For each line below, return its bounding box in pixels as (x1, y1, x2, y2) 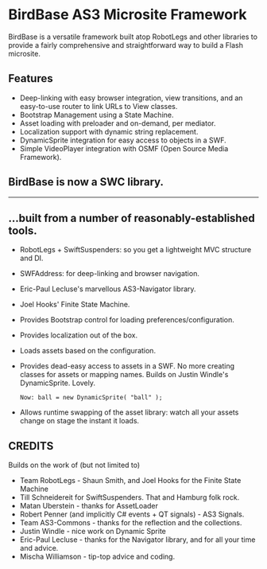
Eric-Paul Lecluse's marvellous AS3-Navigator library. (19, 284, 196, 294)
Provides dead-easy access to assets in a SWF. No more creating (19, 361, 235, 371)
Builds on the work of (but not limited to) (8, 460, 141, 470)
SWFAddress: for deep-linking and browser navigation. (19, 269, 200, 279)
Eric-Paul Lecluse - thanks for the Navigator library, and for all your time (19, 535, 256, 544)
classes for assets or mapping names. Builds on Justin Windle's (19, 370, 229, 380)
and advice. (19, 544, 59, 553)
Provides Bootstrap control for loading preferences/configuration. (19, 315, 234, 325)
